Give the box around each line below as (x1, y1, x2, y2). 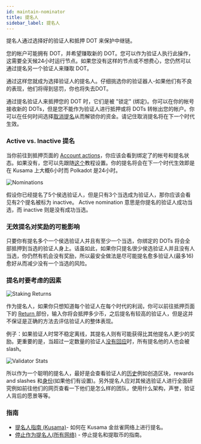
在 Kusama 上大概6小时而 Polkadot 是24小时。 (6, 166, 121, 174)
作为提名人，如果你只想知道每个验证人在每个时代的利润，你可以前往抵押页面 (6, 302, 195, 310)
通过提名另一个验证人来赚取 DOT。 (6, 65, 93, 72)
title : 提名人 (6, 14, 39, 20)
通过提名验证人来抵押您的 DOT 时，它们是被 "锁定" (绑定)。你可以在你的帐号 (6, 98, 194, 105)
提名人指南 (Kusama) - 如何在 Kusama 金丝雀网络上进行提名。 (14, 424, 166, 431)
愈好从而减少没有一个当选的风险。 (6, 259, 90, 267)
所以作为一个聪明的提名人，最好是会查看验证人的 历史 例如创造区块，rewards (6, 370, 194, 377)
